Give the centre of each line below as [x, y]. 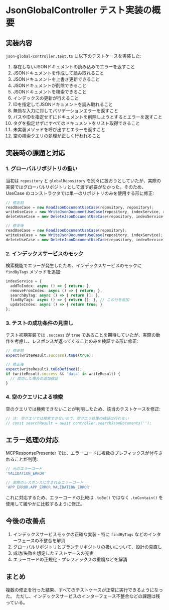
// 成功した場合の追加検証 [34, 378]
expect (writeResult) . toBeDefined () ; [44, 369]
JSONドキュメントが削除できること [50, 85]
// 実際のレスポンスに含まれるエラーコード [45, 483]
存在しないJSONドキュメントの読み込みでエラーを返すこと [74, 67]
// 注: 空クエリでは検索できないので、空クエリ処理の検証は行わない [67, 418]
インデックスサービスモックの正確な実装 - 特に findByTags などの [80, 534]
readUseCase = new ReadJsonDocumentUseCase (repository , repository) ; [80, 207]
